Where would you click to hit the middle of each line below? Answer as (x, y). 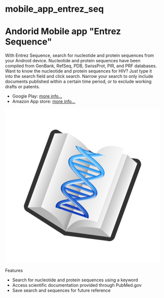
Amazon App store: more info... (44, 101)
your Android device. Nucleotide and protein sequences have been (73, 61)
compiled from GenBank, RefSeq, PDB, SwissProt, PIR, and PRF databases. (81, 66)
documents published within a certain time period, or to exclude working (78, 81)
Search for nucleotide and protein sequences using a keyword (75, 280)
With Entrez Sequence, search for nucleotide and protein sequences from (80, 55)
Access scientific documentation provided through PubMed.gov (77, 285)
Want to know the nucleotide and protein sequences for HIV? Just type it (79, 71)
